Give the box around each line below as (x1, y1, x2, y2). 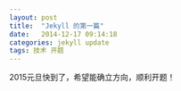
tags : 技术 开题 (9, 46, 64, 55)
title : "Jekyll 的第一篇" (9, 21, 104, 30)
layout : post (9, 12, 58, 22)
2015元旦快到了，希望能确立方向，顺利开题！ (9, 72, 176, 83)
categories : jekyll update (9, 37, 110, 47)
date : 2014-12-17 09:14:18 (9, 29, 118, 38)
